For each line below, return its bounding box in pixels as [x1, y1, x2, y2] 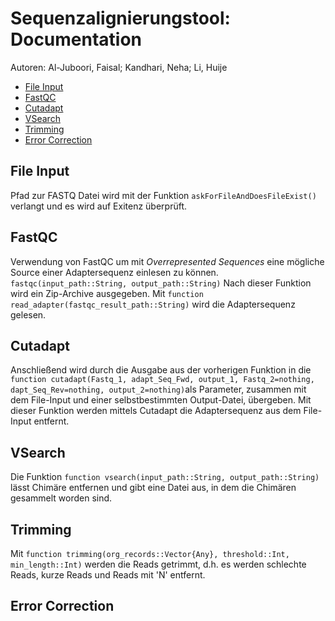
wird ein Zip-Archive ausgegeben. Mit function [10, 287, 204, 299]
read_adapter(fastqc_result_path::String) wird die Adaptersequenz [10, 298, 296, 310]
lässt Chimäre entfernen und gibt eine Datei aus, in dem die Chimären [10, 482, 297, 494]
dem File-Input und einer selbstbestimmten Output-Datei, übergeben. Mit [10, 394, 312, 406]
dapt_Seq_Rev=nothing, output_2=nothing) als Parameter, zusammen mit [10, 383, 307, 396]
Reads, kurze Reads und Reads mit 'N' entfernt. [10, 569, 206, 581]
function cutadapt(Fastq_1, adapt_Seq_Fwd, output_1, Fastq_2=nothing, [10, 375, 315, 385]
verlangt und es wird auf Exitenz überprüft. [10, 200, 188, 212]
